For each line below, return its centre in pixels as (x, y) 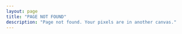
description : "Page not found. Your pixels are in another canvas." (91, 22)
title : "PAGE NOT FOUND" (36, 17)
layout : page (22, 11)
